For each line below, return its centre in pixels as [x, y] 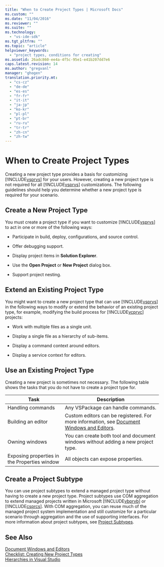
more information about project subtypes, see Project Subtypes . [70, 522]
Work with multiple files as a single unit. [52, 326]
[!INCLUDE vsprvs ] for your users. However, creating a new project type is [79, 180]
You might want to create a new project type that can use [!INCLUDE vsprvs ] [82, 302]
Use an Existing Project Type [50, 371]
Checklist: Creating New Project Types [44, 554]
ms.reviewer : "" [21, 23]
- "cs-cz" [19, 82]
